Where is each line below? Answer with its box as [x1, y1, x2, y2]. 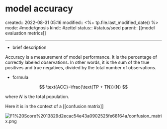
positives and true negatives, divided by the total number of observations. [5, 64, 157, 70]
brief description [12, 44, 47, 50]
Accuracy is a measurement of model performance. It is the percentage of [5, 54, 158, 60]
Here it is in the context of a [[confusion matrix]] [5, 103, 104, 109]
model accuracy [5, 3, 74, 14]
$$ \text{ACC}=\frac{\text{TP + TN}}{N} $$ [39, 84, 128, 90]
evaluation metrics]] [5, 30, 46, 36]
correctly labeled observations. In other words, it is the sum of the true [5, 59, 150, 65]
